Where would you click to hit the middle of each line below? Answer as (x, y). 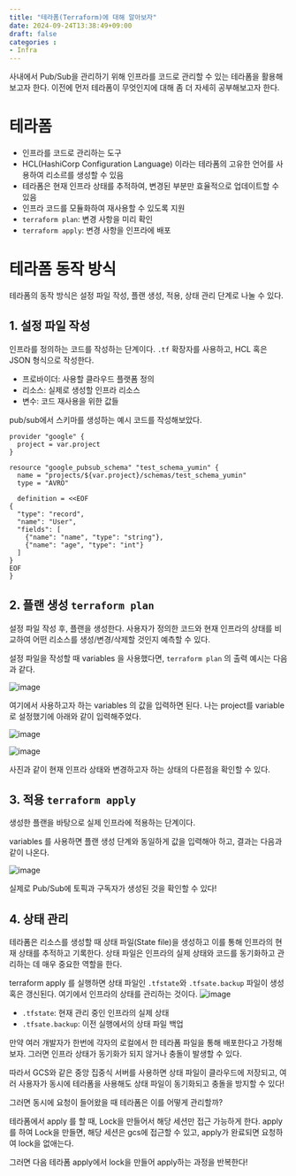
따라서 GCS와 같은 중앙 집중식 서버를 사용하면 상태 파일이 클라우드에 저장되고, (144, 1072)
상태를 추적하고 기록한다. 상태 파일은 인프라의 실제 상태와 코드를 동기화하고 (147, 953)
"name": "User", (47, 522)
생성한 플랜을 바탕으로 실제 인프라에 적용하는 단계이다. (102, 823)
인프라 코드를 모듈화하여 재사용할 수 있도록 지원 (103, 208)
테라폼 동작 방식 (63, 269)
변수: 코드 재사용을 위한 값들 (70, 401)
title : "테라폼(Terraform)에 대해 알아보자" (83, 17)
